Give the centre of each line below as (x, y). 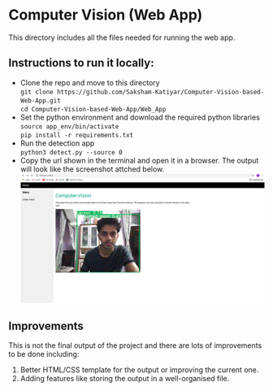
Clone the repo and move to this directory (90, 82)
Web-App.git (40, 100)
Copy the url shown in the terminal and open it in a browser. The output (139, 160)
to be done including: (44, 354)
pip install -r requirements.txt (77, 135)
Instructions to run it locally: (81, 63)
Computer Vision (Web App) (106, 15)
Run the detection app (57, 143)
